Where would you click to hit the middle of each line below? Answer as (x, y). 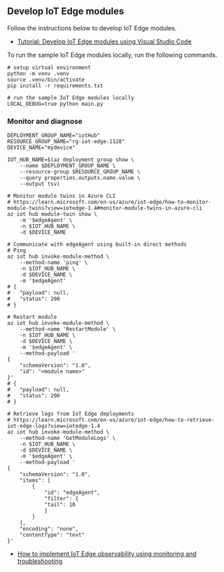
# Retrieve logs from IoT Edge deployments (71, 414)
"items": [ (35, 481)
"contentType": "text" (52, 535)
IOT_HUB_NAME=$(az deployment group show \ (71, 160)
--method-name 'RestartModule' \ (68, 329)
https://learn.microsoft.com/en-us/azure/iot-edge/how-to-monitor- (113, 202)
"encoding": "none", (49, 529)
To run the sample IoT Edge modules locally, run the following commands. (112, 55)
